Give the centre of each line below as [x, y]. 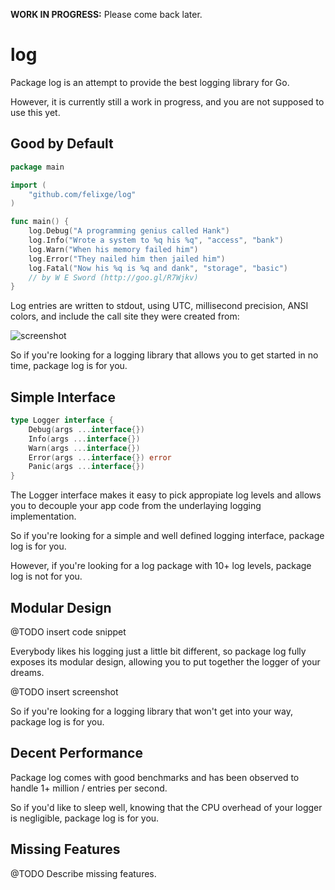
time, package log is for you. [69, 366]
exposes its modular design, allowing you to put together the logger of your [165, 662]
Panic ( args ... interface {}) [86, 467]
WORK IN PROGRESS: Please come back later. [106, 14]
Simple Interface [63, 397]
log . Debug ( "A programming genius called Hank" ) [129, 231]
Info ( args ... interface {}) [84, 439]
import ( [28, 185]
